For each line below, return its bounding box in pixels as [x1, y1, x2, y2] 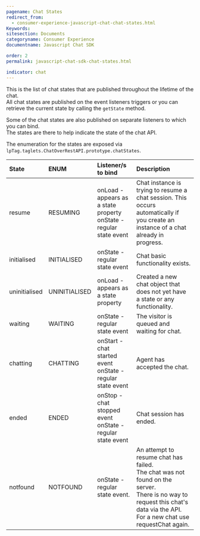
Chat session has [136, 409, 185, 418]
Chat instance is [136, 178, 182, 187]
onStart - [97, 337, 124, 345]
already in [136, 230, 164, 239]
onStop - [97, 391, 123, 399]
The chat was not [136, 468, 185, 476]
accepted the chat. [136, 362, 189, 371]
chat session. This [136, 193, 187, 202]
